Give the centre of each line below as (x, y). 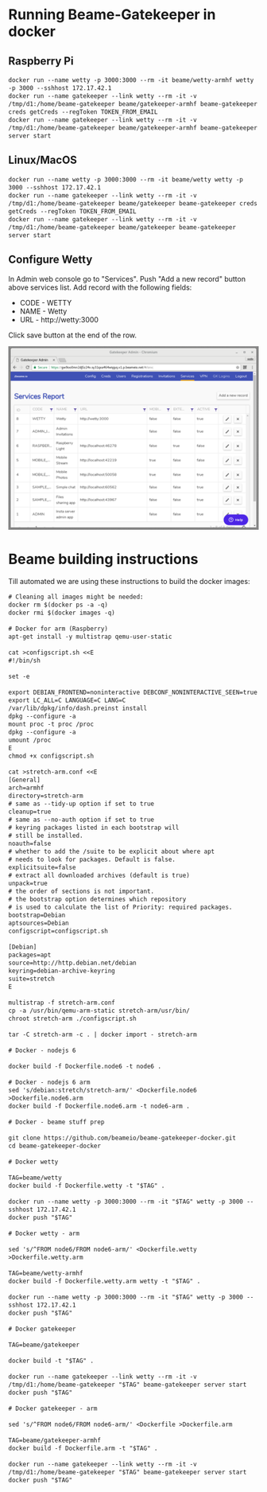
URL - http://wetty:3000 (59, 319)
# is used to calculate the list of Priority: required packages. (120, 907)
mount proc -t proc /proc (51, 724)
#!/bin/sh (25, 660)
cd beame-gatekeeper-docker (55, 1146)
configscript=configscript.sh (58, 931)
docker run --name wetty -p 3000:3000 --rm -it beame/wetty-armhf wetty (131, 80)
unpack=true (28, 883)
